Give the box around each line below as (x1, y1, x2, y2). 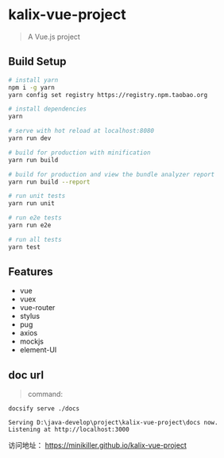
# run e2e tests (8, 214, 62, 222)
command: (27, 390, 64, 399)
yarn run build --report (8, 177, 91, 186)
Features (8, 265, 53, 279)
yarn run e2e (8, 221, 52, 229)
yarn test (8, 243, 41, 251)
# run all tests (8, 235, 62, 243)
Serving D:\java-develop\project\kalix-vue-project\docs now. (8, 419, 218, 427)
